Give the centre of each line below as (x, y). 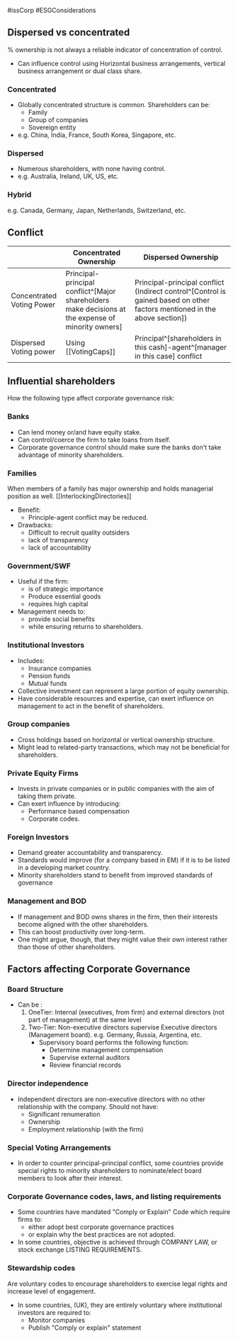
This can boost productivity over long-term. (81, 931)
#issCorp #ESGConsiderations (52, 10)
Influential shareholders (61, 381)
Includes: (31, 660)
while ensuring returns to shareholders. (86, 627)
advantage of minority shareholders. (70, 454)
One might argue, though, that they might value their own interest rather (123, 939)
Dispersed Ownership (181, 257)
